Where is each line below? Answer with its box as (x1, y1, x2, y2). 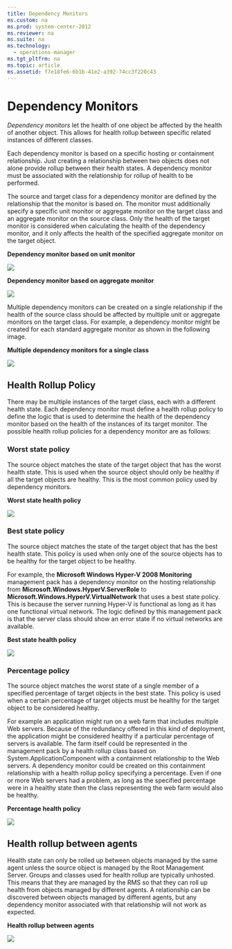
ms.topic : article (7, 62, 60, 69)
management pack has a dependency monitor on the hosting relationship (7, 577, 216, 586)
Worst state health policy (7, 496, 82, 504)
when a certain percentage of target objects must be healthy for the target (7, 696, 220, 705)
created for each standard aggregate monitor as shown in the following (7, 325, 210, 333)
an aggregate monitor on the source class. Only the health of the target (7, 215, 210, 223)
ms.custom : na (7, 17, 48, 24)
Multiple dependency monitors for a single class (7, 346, 149, 354)
